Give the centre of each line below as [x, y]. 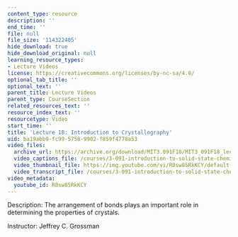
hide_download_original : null [52, 54]
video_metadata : [31, 178]
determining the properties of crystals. [64, 212]
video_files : [27, 146]
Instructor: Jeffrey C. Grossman [53, 226]
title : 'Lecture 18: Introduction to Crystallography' [90, 132]
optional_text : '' [34, 86]
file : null [23, 34]
